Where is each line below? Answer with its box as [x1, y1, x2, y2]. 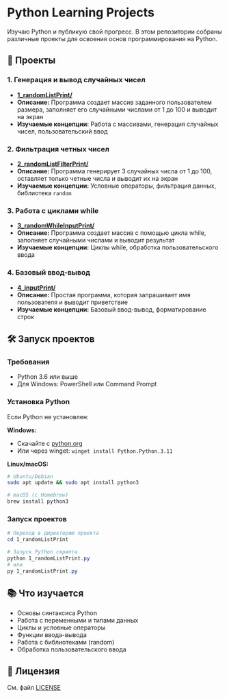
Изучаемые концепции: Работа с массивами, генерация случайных [16, 120, 219, 128]
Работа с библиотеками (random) [16, 638, 115, 647]
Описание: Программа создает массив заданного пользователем [16, 98, 212, 106]
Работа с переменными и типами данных [16, 616, 139, 625]
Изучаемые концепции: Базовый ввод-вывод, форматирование [16, 305, 206, 313]
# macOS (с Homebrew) [7, 492, 69, 499]
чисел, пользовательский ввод [16, 127, 108, 135]
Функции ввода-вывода [16, 631, 87, 639]
